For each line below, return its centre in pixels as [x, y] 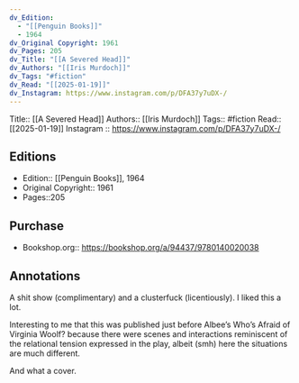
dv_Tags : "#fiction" [48, 77]
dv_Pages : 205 [36, 51]
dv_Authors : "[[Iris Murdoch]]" [70, 68]
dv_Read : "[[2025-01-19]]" [60, 85]
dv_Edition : [32, 18]
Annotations [45, 276]
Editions [33, 156]
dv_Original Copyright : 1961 [64, 43]
